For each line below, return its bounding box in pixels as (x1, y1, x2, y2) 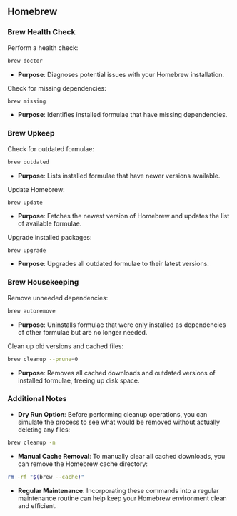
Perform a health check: (7, 43, 79, 52)
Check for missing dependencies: (7, 84, 106, 92)
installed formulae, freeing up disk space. (17, 376, 141, 385)
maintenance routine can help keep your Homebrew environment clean (17, 494, 227, 502)
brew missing (7, 98, 46, 105)
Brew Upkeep (7, 128, 55, 138)
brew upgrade (7, 247, 46, 254)
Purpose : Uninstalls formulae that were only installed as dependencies (17, 320, 226, 329)
